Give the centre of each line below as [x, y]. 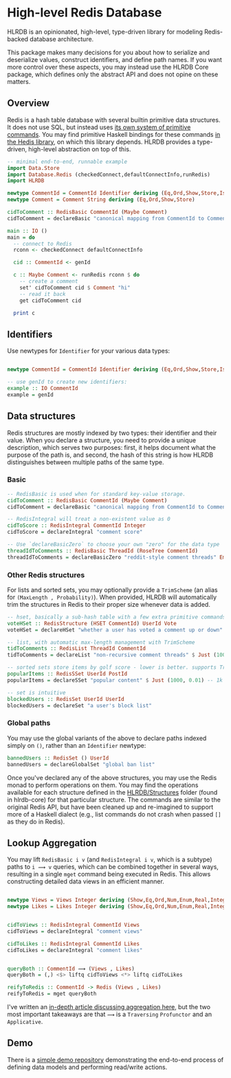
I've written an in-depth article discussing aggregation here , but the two [109, 1007]
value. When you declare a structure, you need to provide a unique [102, 440]
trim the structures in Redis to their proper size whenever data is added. [109, 604]
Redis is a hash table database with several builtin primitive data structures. [114, 120]
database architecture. [62, 39]
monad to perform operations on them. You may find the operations [103, 785]
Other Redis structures [46, 574]
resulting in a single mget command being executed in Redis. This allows [109, 874]
